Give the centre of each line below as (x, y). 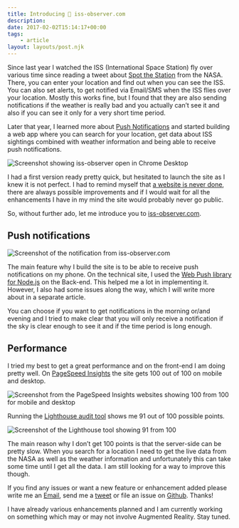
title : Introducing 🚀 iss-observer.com (67, 14)
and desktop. (27, 381)
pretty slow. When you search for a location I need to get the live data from (117, 451)
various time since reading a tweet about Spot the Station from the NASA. (115, 75)
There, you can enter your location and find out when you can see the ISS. (116, 82)
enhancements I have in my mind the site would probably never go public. (116, 200)
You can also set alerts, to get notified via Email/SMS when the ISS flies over (119, 90)
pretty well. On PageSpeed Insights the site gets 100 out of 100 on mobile (115, 373)
